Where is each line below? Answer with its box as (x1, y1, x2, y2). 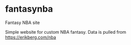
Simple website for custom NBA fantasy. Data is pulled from (5, 29, 127, 35)
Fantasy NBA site (5, 20, 40, 25)
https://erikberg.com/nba (5, 34, 57, 40)
